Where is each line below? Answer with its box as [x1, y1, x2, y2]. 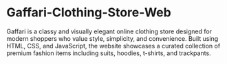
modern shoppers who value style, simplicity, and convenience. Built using [6, 34, 219, 42]
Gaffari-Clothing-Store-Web [6, 5, 171, 20]
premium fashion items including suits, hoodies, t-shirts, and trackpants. [6, 49, 211, 57]
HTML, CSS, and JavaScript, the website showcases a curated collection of [6, 42, 221, 50]
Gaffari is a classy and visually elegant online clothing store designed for [6, 27, 213, 35]
